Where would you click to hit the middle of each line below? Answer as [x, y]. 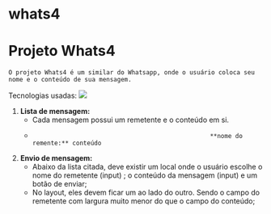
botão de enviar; [59, 184]
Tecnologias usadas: [43, 96]
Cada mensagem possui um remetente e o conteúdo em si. [130, 120]
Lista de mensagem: [55, 111]
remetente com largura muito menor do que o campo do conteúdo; [144, 201]
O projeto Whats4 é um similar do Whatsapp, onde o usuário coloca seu [131, 73]
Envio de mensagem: [56, 158]
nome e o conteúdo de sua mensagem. [70, 80]
